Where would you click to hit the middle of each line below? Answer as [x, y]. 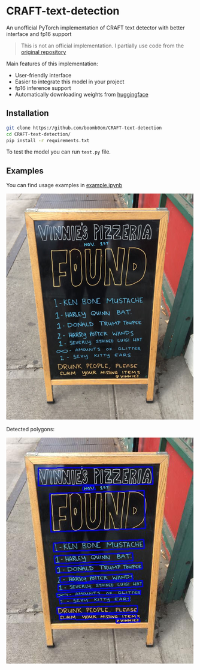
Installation [28, 113]
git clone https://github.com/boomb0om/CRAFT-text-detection [84, 128]
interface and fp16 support [39, 34]
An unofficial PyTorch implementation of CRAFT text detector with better [96, 28]
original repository [43, 52]
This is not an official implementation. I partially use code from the [102, 46]
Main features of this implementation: [52, 64]
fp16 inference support [43, 88]
